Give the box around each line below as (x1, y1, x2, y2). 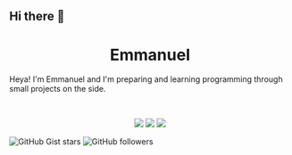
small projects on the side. (9, 84, 106, 94)
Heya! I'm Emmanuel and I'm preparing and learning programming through (9, 74, 283, 85)
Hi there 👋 (9, 9, 65, 24)
